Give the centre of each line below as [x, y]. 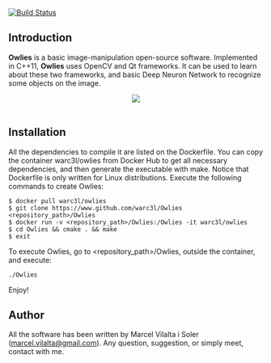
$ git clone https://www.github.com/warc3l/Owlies [95, 208]
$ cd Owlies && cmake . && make [63, 229]
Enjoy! [19, 289]
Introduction [40, 38]
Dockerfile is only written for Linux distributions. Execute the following [125, 177]
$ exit [19, 236]
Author [26, 315]
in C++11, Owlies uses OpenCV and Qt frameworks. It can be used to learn [133, 65]
